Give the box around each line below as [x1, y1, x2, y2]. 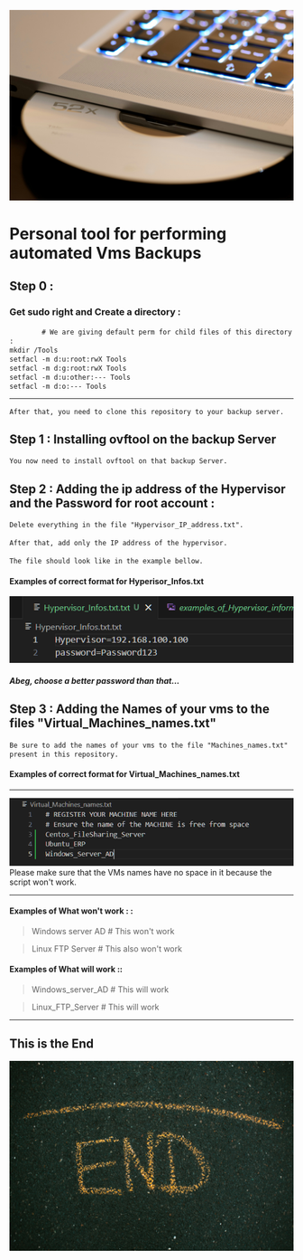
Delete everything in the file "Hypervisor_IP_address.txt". [9, 521, 244, 530]
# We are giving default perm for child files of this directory [41, 327, 293, 336]
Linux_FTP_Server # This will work [31, 1001, 160, 1013]
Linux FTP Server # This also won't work [31, 943, 183, 954]
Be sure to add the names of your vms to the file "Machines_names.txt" [9, 741, 289, 750]
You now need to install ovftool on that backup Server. [9, 457, 228, 466]
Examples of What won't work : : [9, 905, 133, 916]
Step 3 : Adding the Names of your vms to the [9, 702, 271, 717]
